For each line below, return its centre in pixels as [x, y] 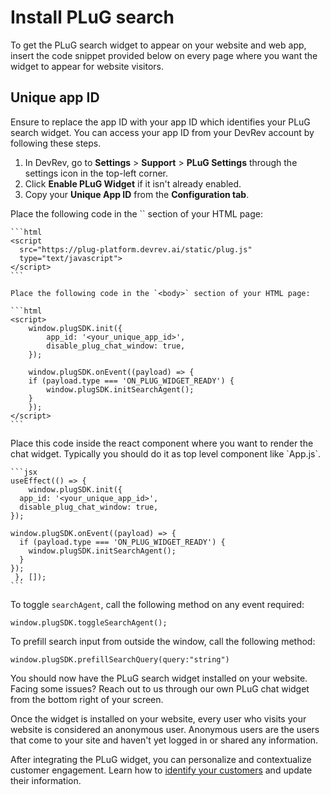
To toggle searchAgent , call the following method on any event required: [157, 604]
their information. [46, 780]
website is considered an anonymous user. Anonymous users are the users [165, 729]
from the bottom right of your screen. [87, 699]
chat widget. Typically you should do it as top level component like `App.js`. [165, 453]
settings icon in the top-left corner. [96, 173]
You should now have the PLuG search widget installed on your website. [159, 678]
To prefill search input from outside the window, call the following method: [163, 641]
